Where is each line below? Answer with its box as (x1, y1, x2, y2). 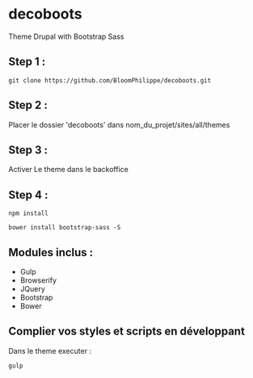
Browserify (19, 275, 57, 285)
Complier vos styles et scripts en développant (8, 325, 245, 338)
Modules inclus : (8, 246, 94, 259)
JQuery (19, 284, 46, 293)
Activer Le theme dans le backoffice (8, 165, 129, 174)
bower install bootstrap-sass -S (8, 224, 121, 232)
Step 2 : (8, 99, 48, 112)
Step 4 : (8, 187, 48, 202)
